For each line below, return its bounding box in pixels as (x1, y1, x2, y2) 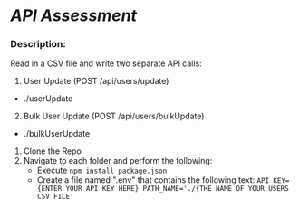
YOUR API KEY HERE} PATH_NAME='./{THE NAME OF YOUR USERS (65, 184, 289, 194)
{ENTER (36, 184, 63, 194)
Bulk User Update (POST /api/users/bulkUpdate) (23, 110, 205, 122)
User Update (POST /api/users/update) (23, 76, 169, 87)
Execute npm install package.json (36, 165, 168, 176)
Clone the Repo (23, 146, 82, 156)
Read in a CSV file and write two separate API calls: (10, 58, 202, 69)
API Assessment (10, 5, 138, 26)
